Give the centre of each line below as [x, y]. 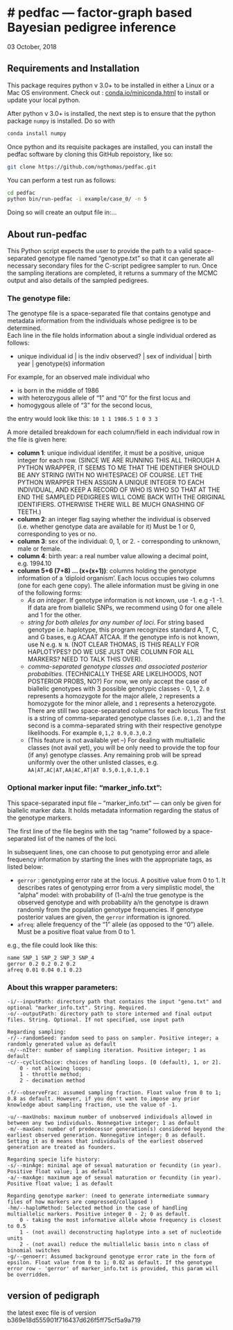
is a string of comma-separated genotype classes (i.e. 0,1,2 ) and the [126, 718]
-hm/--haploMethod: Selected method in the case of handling [97, 1208]
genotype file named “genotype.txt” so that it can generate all [126, 259]
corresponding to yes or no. [57, 534]
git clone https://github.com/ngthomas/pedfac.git [82, 167]
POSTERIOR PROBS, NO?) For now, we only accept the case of [117, 682]
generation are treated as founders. [62, 1147]
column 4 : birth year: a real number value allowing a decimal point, [113, 556]
